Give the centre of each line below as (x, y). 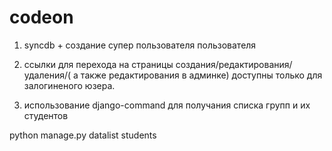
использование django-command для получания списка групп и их (167, 105)
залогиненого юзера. (69, 85)
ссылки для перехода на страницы (98, 64)
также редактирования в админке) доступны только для (201, 75)
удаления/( (47, 75)
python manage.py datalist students (83, 135)
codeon (41, 17)
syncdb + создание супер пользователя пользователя (140, 45)
